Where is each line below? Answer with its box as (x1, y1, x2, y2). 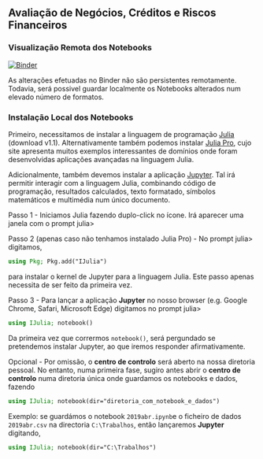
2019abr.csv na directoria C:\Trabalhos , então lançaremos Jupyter (8, 420, 224, 429)
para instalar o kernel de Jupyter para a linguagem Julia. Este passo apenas (8, 272, 254, 281)
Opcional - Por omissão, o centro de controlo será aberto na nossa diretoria (8, 357, 256, 366)
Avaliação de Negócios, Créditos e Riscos (8, 6, 217, 20)
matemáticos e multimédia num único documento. (8, 194, 171, 204)
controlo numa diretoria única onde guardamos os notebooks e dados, (8, 373, 238, 383)
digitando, (8, 428, 41, 438)
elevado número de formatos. (8, 92, 105, 102)
